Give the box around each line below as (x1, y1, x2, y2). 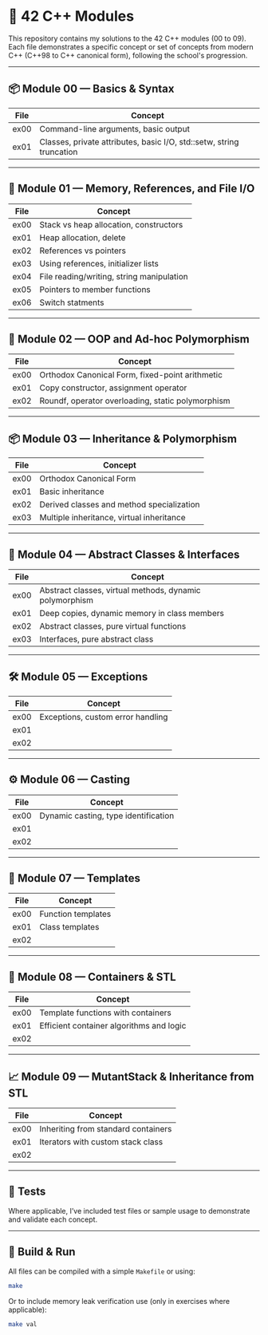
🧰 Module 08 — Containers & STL (8, 970, 177, 984)
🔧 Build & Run (8, 1245, 76, 1259)
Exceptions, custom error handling (39, 711, 168, 722)
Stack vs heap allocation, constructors (39, 219, 183, 230)
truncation (39, 146, 78, 157)
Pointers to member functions (39, 283, 152, 294)
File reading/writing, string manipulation (39, 271, 189, 282)
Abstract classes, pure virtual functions (39, 621, 187, 631)
